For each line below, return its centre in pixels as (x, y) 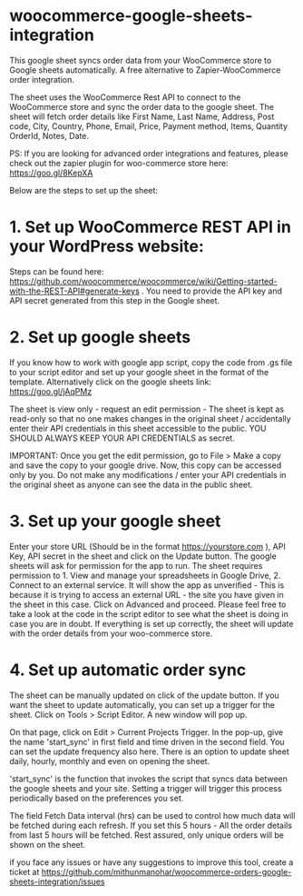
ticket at (24, 871)
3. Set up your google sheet (115, 521)
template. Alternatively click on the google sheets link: (110, 382)
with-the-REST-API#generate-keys (75, 291)
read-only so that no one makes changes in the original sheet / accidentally (151, 418)
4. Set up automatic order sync (128, 670)
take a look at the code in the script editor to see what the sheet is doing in (149, 613)
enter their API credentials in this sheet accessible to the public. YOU (138, 428)
